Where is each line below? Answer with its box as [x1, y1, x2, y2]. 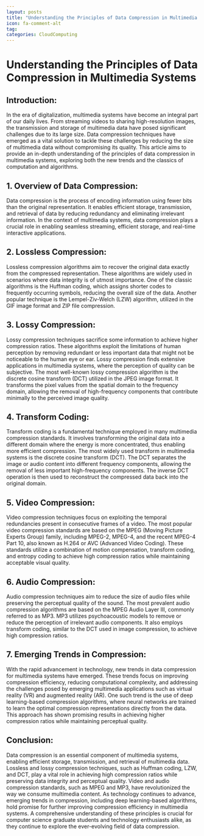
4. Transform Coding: [6, 412, 90, 422]
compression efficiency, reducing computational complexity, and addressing [6, 678, 198, 686]
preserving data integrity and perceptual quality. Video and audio [6, 777, 170, 784]
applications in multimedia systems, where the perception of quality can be [6, 362, 195, 369]
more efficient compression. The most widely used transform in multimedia [6, 448, 195, 455]
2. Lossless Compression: [6, 247, 107, 257]
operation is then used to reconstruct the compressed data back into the [6, 473, 189, 481]
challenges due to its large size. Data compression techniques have [6, 130, 175, 138]
